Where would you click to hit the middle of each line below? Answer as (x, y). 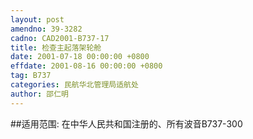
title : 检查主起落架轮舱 (56, 47)
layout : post (37, 19)
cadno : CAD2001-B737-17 (60, 38)
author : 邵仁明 (39, 94)
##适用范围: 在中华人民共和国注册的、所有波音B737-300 (126, 123)
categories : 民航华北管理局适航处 (74, 85)
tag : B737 (31, 76)
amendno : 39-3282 (46, 29)
